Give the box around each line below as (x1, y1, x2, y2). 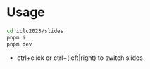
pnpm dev (6, 40, 32, 48)
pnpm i (6, 34, 26, 41)
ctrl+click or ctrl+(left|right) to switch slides (16, 54, 144, 62)
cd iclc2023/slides (6, 27, 64, 34)
